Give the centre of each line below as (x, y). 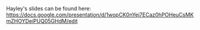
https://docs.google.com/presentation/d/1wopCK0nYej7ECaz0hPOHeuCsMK (100, 15)
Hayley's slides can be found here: (49, 9)
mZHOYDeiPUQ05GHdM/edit (42, 21)
